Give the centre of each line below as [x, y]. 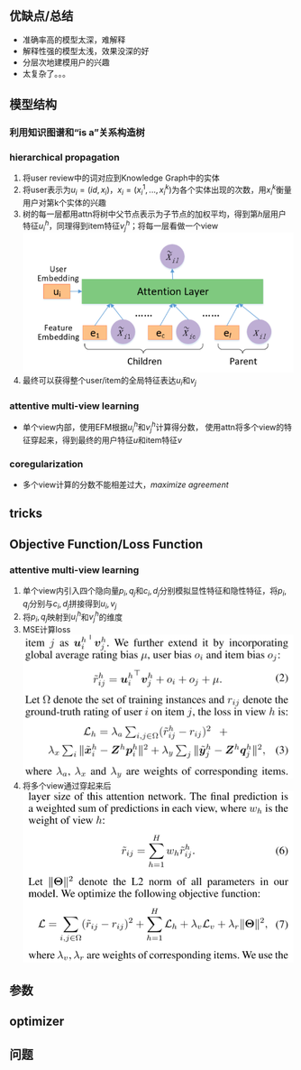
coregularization [46, 464]
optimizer [37, 1022]
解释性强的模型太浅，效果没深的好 [86, 51]
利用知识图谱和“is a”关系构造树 [78, 133]
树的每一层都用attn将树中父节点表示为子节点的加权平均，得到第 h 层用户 [154, 214]
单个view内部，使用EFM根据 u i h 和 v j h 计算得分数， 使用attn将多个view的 [153, 428]
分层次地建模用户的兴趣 [66, 62]
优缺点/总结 [41, 16]
